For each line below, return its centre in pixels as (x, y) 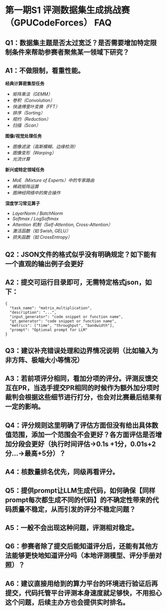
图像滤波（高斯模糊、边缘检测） (45, 147)
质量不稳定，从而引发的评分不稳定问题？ (74, 509)
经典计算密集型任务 (25, 83)
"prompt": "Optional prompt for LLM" (49, 330)
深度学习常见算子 (23, 203)
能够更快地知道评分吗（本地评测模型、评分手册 (83, 556)
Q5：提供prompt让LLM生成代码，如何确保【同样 (80, 490)
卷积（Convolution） (33, 100)
